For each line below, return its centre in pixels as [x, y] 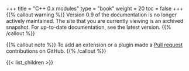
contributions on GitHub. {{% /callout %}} [56, 51]
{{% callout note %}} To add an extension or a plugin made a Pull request [94, 45]
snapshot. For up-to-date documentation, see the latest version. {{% [89, 27]
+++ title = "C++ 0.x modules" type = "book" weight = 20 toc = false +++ [94, 9]
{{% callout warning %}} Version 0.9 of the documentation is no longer [92, 15]
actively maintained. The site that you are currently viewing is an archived [95, 21]
